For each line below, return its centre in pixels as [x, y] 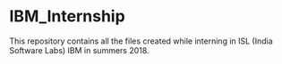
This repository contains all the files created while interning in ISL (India [141, 41]
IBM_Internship [67, 16]
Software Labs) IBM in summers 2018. [79, 50]
